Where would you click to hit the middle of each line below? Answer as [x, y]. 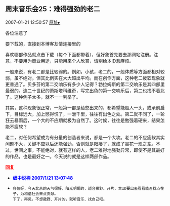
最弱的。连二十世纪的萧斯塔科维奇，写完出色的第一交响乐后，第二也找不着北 [85, 91]
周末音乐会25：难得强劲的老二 [53, 9]
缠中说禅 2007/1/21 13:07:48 [43, 178]
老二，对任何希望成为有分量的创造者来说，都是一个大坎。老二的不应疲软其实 [85, 137]
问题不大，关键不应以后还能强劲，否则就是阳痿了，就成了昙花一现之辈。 [80, 144]
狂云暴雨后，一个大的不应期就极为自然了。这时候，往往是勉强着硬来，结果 [83, 120]
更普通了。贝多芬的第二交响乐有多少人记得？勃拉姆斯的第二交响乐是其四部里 [85, 84]
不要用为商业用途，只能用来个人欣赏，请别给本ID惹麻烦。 [74, 61]
